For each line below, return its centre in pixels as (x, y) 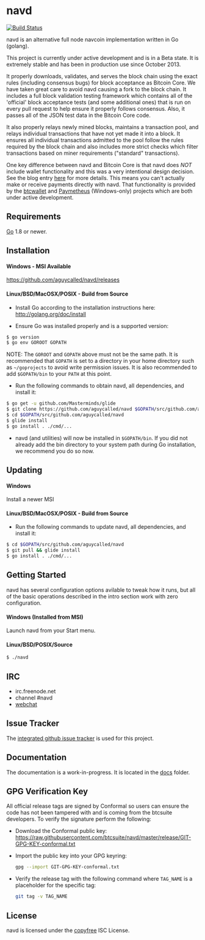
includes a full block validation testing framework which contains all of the (99, 95)
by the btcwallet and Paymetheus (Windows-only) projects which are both (99, 191)
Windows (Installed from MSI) (45, 617)
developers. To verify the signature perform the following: (79, 819)
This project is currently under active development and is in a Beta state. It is (103, 58)
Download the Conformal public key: (61, 831)
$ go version (23, 337)
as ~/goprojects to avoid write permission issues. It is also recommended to (102, 367)
